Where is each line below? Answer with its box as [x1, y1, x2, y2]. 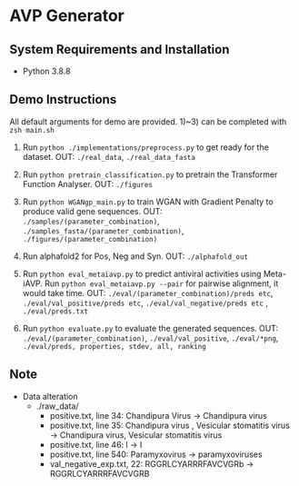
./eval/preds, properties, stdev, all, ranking [22, 342, 206, 351]
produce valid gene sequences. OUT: [22, 205, 163, 216]
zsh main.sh [9, 125, 55, 134]
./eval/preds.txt [22, 306, 89, 316]
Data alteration [22, 391, 79, 402]
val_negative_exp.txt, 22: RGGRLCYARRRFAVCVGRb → [49, 458, 254, 469]
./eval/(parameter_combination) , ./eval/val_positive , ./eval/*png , [22, 332, 279, 343]
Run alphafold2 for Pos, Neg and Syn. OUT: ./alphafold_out [22, 251, 248, 262]
